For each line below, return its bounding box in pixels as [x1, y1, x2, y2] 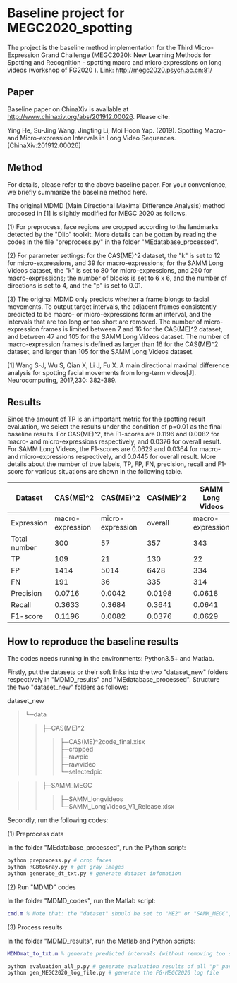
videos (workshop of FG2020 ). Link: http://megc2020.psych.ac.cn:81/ [7, 66, 213, 74]
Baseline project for [7, 5, 125, 21]
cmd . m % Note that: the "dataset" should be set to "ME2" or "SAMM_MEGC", [7, 910, 232, 917]
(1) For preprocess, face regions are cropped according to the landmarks [7, 222, 219, 231]
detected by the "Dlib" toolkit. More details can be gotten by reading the [7, 230, 217, 238]
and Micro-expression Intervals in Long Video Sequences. [7, 133, 176, 142]
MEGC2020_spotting [7, 20, 133, 36]
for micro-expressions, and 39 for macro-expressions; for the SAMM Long [7, 259, 224, 267]
